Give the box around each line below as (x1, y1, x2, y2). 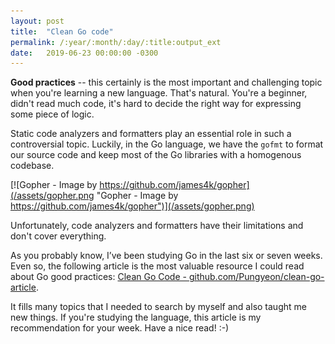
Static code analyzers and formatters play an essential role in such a (10, 128, 292, 140)
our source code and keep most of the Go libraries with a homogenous (10, 149, 302, 161)
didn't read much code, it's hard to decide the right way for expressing (10, 98, 302, 110)
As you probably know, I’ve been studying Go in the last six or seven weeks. (10, 250, 323, 262)
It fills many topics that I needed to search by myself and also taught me (10, 301, 307, 313)
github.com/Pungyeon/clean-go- (188, 271, 325, 283)
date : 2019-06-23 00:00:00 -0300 (10, 48, 159, 58)
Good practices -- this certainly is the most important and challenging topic (10, 76, 323, 89)
